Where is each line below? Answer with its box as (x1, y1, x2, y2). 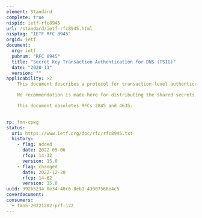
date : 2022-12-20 (22, 169, 66, 175)
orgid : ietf (6, 37, 36, 43)
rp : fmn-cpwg (6, 119, 39, 125)
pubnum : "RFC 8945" (11, 53, 61, 59)
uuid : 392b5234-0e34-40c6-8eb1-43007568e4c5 (6, 186, 120, 192)
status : (6, 125, 26, 131)
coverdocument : (6, 192, 44, 198)
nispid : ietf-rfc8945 (6, 20, 61, 26)
